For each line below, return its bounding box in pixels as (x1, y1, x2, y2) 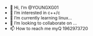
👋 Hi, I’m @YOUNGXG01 (9, 5, 59, 10)
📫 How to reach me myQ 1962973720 (9, 26, 88, 31)
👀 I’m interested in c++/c (9, 10, 60, 16)
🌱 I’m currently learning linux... (9, 15, 72, 20)
